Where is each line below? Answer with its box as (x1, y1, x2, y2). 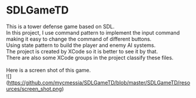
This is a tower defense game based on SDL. (6, 23, 115, 30)
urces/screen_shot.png (6, 85, 62, 92)
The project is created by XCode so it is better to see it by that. (6, 48, 158, 55)
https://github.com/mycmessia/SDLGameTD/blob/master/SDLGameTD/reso (8, 79, 190, 86)
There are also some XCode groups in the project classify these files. (6, 54, 174, 61)
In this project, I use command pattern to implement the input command (6, 29, 180, 36)
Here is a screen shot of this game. (6, 66, 91, 73)
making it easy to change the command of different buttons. (6, 35, 152, 42)
